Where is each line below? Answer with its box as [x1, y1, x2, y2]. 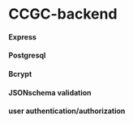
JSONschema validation [8, 87, 92, 97]
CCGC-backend [8, 5, 118, 23]
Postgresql [8, 50, 46, 61]
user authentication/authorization [8, 106, 126, 116]
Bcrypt [8, 69, 32, 78]
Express [8, 32, 36, 41]
